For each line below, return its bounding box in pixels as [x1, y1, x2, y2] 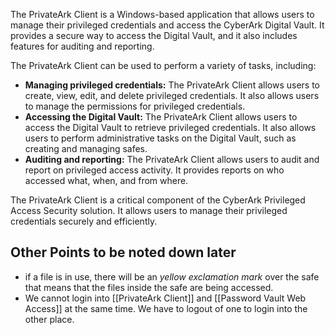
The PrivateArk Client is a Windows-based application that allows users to [10, 9, 315, 20]
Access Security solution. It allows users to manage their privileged [10, 205, 288, 216]
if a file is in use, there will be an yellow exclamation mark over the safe [24, 270, 320, 283]
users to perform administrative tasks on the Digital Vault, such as [24, 132, 297, 144]
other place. [24, 313, 75, 325]
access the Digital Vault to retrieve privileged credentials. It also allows [24, 122, 317, 133]
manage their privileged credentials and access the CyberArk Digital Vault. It [10, 19, 325, 31]
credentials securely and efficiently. [10, 215, 158, 227]
